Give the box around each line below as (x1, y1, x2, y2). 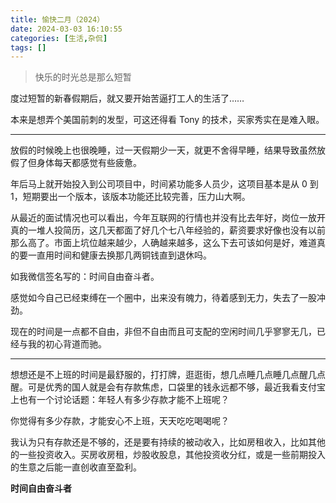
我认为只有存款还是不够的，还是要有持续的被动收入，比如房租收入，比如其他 (10, 436, 326, 448)
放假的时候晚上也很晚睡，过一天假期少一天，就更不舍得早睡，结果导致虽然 (10, 144, 317, 156)
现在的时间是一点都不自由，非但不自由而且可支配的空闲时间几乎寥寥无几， (10, 326, 317, 338)
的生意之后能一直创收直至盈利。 (10, 461, 142, 473)
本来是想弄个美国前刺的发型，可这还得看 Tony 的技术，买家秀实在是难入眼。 (10, 114, 325, 126)
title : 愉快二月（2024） (10, 14, 105, 25)
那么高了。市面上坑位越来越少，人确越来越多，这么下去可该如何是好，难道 (10, 237, 317, 249)
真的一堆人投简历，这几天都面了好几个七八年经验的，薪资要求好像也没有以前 (10, 224, 326, 236)
